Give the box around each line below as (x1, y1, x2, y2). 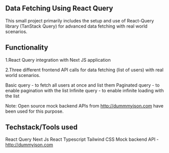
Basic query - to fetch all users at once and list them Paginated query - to (5, 82, 160, 88)
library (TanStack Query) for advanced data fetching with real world (5, 23, 148, 29)
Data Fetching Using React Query (5, 4, 113, 13)
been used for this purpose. (5, 108, 64, 114)
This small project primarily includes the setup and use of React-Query (5, 17, 154, 23)
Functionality (5, 43, 49, 52)
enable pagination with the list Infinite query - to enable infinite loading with (5, 87, 164, 93)
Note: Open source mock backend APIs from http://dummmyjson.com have (5, 103, 164, 109)
